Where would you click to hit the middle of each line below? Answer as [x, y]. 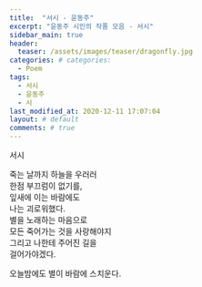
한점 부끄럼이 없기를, [46, 186]
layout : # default [44, 119]
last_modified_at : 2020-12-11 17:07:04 [85, 111]
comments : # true [42, 128]
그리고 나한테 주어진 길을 [53, 243]
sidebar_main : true [46, 35]
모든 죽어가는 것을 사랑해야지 [61, 231]
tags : [20, 77]
